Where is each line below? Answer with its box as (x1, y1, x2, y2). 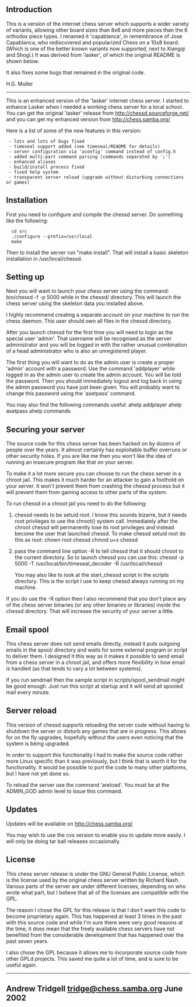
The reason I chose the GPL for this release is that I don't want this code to (6, 906, 186, 913)
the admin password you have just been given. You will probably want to (6, 383, 180, 391)
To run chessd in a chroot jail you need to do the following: (6, 500, 147, 507)
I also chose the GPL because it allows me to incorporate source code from (6, 948, 187, 956)
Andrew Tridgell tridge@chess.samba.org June (6, 984, 183, 994)
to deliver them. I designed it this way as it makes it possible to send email (6, 653, 184, 660)
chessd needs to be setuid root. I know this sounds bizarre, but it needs (14, 512, 187, 519)
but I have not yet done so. (6, 770, 71, 777)
